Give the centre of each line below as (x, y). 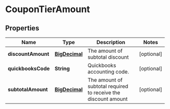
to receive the (104, 93)
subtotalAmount (28, 89)
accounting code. (108, 72)
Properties (22, 28)
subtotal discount (108, 57)
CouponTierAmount (48, 9)
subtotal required (108, 86)
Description (111, 42)
